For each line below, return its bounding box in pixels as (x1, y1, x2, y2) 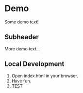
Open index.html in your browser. (11, 73, 78, 78)
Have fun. (11, 78, 32, 84)
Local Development (4, 60, 65, 68)
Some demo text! (4, 19, 39, 25)
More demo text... (4, 46, 40, 51)
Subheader (4, 33, 39, 41)
